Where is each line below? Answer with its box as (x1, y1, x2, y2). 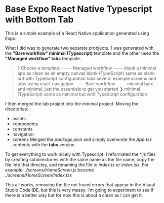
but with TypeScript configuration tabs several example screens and (17, 75, 157, 81)
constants (12, 126, 33, 132)
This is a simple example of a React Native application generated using (5, 30, 149, 36)
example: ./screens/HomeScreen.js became (5, 167, 94, 173)
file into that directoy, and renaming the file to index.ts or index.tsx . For (5, 162, 149, 168)
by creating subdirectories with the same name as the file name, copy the (5, 156, 155, 162)
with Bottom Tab (5, 14, 74, 25)
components (12, 121, 38, 127)
